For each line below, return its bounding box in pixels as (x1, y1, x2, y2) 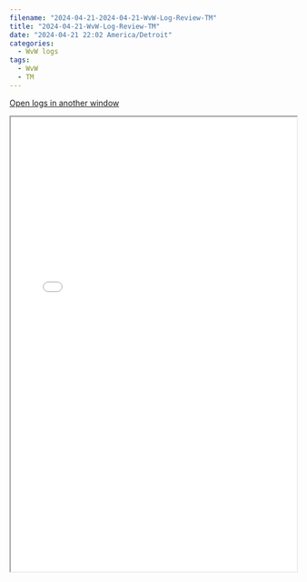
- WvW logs (17, 47, 59, 56)
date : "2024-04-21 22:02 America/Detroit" (9, 30, 173, 39)
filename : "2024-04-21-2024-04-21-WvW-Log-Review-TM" (9, 13, 218, 23)
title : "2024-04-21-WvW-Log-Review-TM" (9, 22, 161, 31)
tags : (9, 55, 30, 65)
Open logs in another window (9, 97, 120, 108)
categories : (9, 38, 54, 48)
